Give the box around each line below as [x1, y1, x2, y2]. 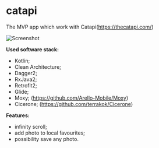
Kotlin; [14, 57, 30, 64]
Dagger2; [14, 69, 38, 76]
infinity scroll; [14, 123, 48, 130]
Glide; [14, 88, 29, 95]
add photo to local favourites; [14, 129, 86, 136]
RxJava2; [14, 76, 37, 83]
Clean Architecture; [14, 63, 62, 71]
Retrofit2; [14, 82, 37, 89]
